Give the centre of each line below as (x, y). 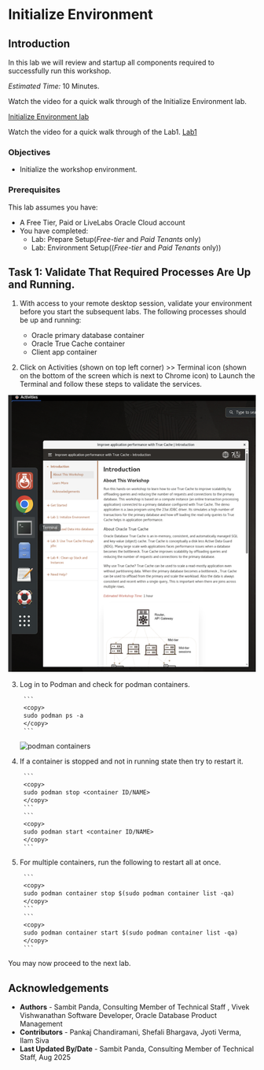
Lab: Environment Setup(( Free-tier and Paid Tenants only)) (126, 247)
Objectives (29, 152)
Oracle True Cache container (78, 344)
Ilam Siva (34, 1041)
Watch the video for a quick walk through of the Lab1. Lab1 (103, 132)
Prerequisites (34, 190)
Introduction (39, 44)
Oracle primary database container (88, 336)
